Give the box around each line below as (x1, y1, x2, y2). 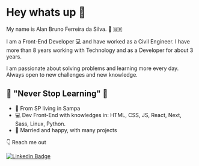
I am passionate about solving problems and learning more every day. (6, 65, 179, 72)
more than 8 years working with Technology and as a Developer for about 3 (6, 46, 194, 54)
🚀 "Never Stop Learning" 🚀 (6, 89, 108, 99)
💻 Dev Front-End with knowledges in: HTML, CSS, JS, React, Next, (14, 111, 182, 118)
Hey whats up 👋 (6, 5, 86, 19)
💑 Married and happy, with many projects (14, 126, 117, 133)
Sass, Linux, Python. (14, 120, 66, 127)
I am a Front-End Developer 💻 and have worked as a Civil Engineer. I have (6, 37, 191, 45)
